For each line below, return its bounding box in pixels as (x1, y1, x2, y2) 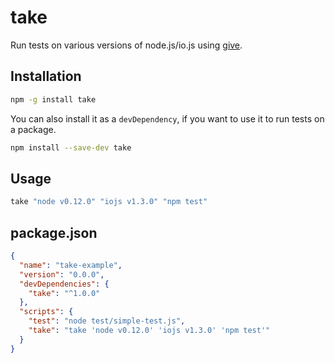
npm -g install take (10, 94, 97, 105)
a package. (10, 123, 57, 135)
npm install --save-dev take (10, 142, 132, 153)
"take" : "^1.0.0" (28, 288, 101, 298)
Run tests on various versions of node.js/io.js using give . (10, 39, 243, 51)
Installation (10, 68, 82, 85)
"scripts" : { (19, 307, 74, 317)
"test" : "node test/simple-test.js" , (28, 316, 186, 326)
